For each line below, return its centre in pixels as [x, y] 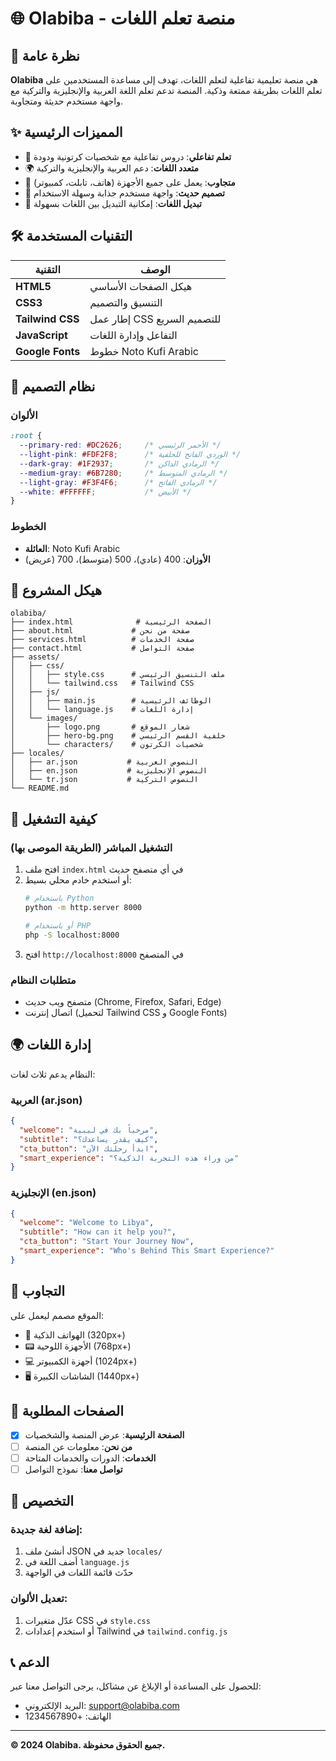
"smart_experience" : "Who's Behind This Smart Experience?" [147, 1251]
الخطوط [28, 527]
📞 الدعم [30, 1662]
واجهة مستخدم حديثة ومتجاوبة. [66, 101]
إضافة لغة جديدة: [46, 1529]
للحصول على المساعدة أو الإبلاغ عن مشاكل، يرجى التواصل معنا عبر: [136, 1686]
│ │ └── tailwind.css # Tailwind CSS [102, 683]
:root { [26, 436]
